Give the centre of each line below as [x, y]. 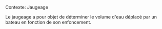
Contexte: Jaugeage [27, 7]
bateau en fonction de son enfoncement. [48, 22]
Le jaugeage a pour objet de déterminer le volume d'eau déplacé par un [81, 17]
